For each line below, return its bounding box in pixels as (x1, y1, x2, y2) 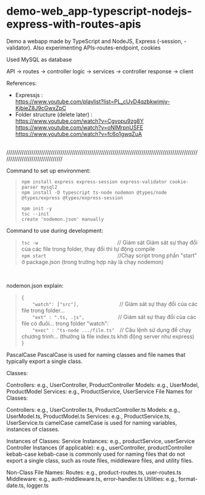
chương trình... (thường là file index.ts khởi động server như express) (21, 332, 195, 340)
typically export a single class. (6, 358, 83, 365)
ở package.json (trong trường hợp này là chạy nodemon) (21, 258, 164, 265)
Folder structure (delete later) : (15, 111, 93, 118)
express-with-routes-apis (6, 17, 142, 31)
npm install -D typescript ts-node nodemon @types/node (21, 189, 167, 196)
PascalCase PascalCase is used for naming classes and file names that (6, 351, 185, 358)
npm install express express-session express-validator (21, 178, 167, 185)
